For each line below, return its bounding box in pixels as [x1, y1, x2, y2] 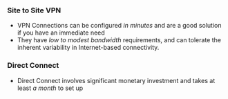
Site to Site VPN [7, 6, 61, 15]
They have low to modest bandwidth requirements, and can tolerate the [17, 36, 221, 44]
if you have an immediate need [17, 28, 105, 37]
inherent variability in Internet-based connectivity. [17, 44, 160, 52]
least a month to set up [17, 84, 84, 92]
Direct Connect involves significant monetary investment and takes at [17, 76, 216, 84]
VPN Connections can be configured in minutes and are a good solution [17, 21, 222, 30]
